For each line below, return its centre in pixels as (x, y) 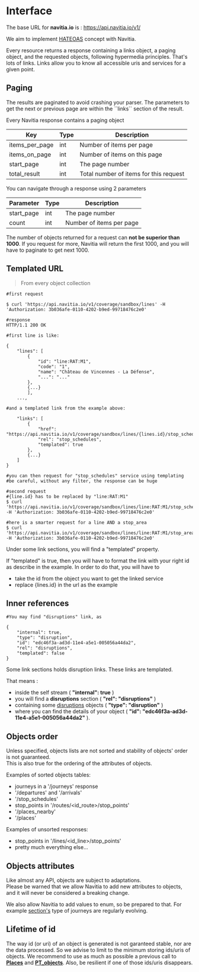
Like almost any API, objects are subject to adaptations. (74, 880)
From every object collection (55, 283)
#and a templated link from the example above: (66, 408)
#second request (26, 491)
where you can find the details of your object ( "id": (78, 711)
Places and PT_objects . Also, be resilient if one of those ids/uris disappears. (99, 962)
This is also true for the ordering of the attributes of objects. (79, 764)
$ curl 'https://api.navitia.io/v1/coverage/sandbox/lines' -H (86, 304)
